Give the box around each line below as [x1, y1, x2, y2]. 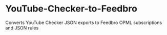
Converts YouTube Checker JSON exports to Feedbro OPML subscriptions [5, 19, 162, 25]
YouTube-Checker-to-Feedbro [5, 3, 137, 14]
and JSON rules [5, 24, 39, 30]
